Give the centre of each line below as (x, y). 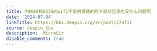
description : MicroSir (35, 33)
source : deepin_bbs (30, 28)
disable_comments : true (35, 39)
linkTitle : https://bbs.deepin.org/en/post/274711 (69, 22)
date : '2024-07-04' (30, 17)
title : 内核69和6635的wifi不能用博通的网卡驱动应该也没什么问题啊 (78, 11)
